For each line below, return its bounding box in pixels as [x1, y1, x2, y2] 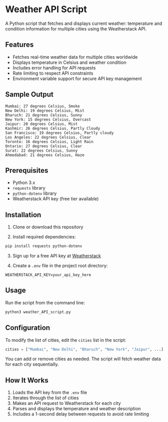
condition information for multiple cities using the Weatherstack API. [5, 25, 147, 31]
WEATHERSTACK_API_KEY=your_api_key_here [5, 272, 92, 277]
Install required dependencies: [12, 234, 76, 240]
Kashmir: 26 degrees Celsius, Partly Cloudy [5, 126, 100, 131]
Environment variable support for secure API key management [12, 75, 142, 82]
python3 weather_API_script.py [5, 309, 71, 314]
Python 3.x [12, 180, 35, 186]
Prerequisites [5, 166, 48, 174]
